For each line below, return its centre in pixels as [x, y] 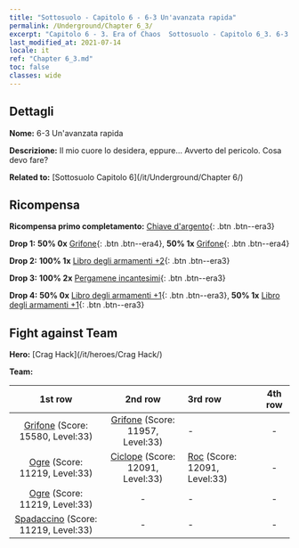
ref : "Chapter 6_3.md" [51, 59]
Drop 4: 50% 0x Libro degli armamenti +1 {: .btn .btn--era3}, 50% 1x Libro [145, 296]
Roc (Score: [212, 457]
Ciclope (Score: [143, 457]
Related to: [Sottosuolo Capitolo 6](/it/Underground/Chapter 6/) [126, 177]
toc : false [29, 68]
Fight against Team [64, 333]
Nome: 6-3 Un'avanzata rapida [66, 133]
